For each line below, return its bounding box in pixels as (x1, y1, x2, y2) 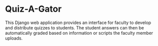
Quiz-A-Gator (5, 3, 62, 15)
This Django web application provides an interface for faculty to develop (5, 20, 151, 25)
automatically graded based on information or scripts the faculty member (5, 30, 154, 36)
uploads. (5, 35, 23, 41)
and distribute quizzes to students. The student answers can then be (5, 24, 144, 30)
